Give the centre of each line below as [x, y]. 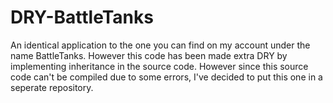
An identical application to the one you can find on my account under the [160, 45]
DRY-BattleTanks [82, 17]
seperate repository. [52, 87]
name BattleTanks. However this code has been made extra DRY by [149, 55]
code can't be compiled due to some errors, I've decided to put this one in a [166, 77]
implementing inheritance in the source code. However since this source [159, 66]
